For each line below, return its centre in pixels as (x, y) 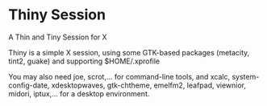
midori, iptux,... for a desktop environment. (79, 93)
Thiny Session (57, 15)
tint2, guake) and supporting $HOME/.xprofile (84, 61)
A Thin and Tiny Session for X (58, 37)
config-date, (29, 85)
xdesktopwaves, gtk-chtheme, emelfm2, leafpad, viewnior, (149, 85)
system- (246, 76)
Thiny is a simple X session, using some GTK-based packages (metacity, (129, 52)
